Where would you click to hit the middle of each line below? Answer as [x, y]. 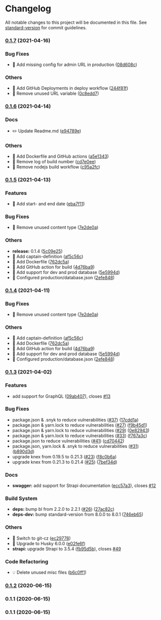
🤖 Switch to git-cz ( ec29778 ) [41, 538]
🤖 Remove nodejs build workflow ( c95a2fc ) [56, 167]
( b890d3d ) [23, 451]
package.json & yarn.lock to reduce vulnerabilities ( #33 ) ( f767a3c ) [80, 435]
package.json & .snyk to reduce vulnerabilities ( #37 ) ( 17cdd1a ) [75, 420]
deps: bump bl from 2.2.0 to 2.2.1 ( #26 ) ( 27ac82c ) [63, 509]
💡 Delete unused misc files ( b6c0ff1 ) [49, 572]
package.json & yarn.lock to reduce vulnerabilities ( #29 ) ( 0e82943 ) [81, 430]
